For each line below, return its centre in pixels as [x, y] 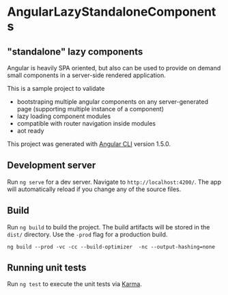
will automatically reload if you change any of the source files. [94, 189]
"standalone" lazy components [75, 52]
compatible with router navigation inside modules [86, 123]
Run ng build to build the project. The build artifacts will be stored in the [109, 227]
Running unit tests [47, 268]
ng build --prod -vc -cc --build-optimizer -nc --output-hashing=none [111, 247]
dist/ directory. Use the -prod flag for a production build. [87, 234]
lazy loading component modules [64, 116]
